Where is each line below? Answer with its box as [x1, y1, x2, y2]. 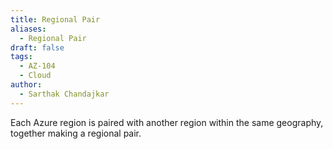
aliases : [10, 24, 47, 34]
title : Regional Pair [10, 14, 101, 25]
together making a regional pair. [10, 127, 142, 139]
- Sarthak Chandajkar [19, 89, 110, 99]
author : [10, 80, 43, 90]
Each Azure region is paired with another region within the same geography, [10, 116, 324, 128]
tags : [10, 52, 33, 62]
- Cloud [19, 71, 52, 81]
